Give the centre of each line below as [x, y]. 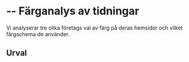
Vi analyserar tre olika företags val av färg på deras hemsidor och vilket [94, 28]
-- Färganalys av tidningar [73, 11]
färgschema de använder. [38, 34]
